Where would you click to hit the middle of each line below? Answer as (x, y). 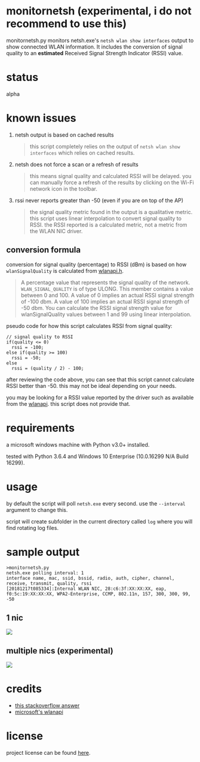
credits (24, 689)
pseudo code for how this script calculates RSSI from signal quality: (89, 326)
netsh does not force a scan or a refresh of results (77, 164)
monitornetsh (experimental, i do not (99, 11)
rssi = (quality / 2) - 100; (48, 368)
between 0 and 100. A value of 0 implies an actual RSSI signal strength (107, 295)
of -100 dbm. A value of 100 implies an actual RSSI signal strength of (105, 302)
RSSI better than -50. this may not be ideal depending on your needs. (91, 385)
